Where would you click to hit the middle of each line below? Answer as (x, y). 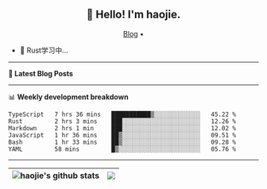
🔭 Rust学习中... (44, 50)
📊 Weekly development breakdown (68, 97)
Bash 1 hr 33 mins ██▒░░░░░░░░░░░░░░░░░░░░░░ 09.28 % (122, 142)
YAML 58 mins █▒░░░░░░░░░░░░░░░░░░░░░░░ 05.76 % (122, 149)
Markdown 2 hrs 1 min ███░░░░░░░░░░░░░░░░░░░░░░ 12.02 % (122, 128)
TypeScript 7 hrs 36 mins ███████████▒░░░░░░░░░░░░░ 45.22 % (122, 114)
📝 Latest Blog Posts (41, 73)
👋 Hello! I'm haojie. (133, 15)
